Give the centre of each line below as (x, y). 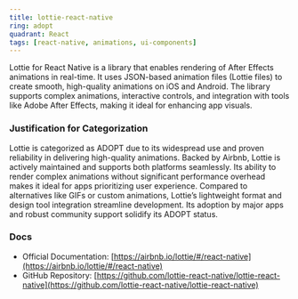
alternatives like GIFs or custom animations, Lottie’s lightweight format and (145, 195)
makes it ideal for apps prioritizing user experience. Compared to (129, 186)
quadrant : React (39, 34)
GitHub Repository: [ (60, 275)
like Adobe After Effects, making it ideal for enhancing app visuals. (131, 105)
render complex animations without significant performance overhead (137, 176)
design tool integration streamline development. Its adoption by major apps (147, 205)
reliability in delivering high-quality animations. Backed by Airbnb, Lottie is (145, 158)
